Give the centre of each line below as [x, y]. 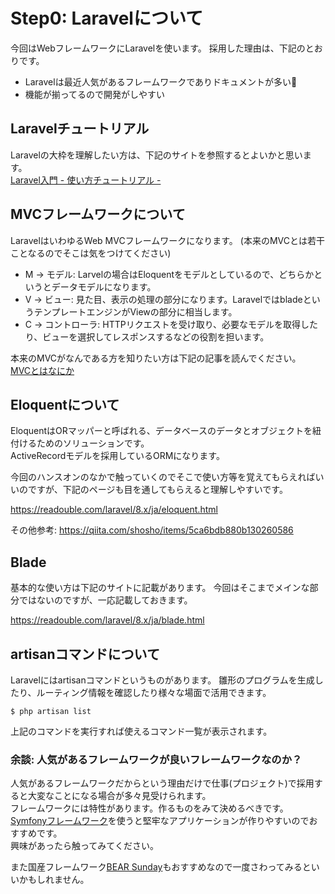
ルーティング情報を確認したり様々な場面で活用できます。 [154, 692]
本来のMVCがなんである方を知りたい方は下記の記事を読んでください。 [156, 358]
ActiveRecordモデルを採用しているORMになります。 [117, 456]
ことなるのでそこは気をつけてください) [91, 253]
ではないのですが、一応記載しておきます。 [105, 600]
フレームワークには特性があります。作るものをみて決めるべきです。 [149, 808]
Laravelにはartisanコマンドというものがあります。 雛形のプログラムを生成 [162, 680]
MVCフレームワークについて [98, 214]
